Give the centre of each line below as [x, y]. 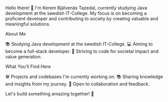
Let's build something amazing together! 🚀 [50, 94]
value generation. [24, 57]
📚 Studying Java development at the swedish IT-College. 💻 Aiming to [79, 44]
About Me [16, 34]
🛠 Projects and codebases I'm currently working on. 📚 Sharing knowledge [84, 77]
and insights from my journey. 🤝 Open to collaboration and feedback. [78, 84]
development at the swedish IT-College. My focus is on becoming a [76, 13]
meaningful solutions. [28, 24]
